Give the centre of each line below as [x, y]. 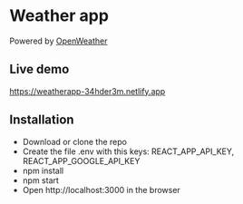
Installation [42, 120]
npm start [40, 180]
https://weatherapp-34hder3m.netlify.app [87, 91]
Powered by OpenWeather [58, 41]
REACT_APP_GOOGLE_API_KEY [81, 160]
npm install [43, 170]
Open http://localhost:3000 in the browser [102, 189]
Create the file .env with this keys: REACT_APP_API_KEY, [128, 151]
